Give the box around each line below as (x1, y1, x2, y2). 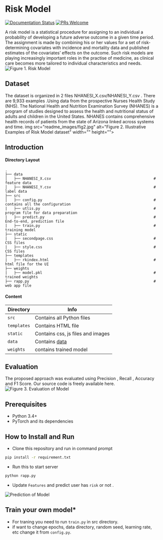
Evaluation (5, 362, 38, 371)
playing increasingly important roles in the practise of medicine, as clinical (5, 55, 154, 61)
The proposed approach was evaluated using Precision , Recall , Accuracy (5, 376, 155, 382)
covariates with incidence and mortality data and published (30, 45, 149, 50)
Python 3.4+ (12, 413, 38, 419)
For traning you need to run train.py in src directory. (12, 518, 119, 524)
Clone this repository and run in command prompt (12, 445, 113, 451)
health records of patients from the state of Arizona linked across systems (5, 118, 154, 124)
